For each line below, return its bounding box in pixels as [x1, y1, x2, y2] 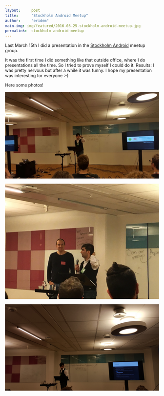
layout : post [5, 8, 41, 13]
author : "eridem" [5, 18, 49, 23]
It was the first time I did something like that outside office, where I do [5, 57, 145, 63]
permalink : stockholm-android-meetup [5, 28, 84, 34]
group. [5, 48, 19, 54]
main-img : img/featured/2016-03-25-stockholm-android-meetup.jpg [5, 23, 141, 28]
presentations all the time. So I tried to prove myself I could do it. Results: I [5, 63, 155, 68]
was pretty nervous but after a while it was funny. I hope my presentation [5, 67, 152, 73]
